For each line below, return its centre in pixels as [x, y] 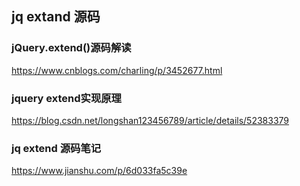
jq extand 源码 [56, 17]
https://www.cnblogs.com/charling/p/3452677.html [117, 70]
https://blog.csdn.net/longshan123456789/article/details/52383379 [150, 120]
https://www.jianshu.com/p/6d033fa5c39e [99, 171]
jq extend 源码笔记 [56, 148]
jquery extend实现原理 [66, 98]
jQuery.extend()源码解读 [71, 48]
